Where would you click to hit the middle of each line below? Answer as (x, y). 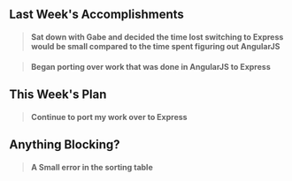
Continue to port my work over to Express (109, 117)
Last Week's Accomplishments (96, 15)
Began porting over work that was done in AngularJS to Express (151, 66)
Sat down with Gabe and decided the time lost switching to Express (157, 37)
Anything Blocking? (65, 144)
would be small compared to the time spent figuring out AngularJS (155, 46)
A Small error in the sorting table (92, 167)
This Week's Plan (58, 94)
